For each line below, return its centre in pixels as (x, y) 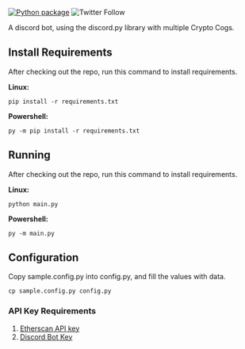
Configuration (44, 258)
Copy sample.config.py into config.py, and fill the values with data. (117, 277)
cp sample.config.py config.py (60, 291)
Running (30, 155)
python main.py (33, 204)
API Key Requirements (52, 311)
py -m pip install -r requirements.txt (74, 131)
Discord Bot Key (46, 336)
